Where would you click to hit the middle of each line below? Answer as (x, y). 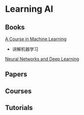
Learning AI (29, 9)
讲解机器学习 (25, 49)
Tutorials (19, 108)
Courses (18, 91)
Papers (16, 74)
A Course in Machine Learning (36, 39)
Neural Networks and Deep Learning (42, 59)
